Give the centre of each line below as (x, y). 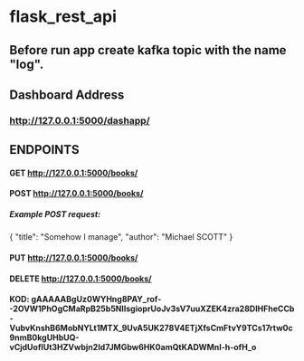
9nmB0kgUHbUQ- (44, 337)
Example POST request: (55, 214)
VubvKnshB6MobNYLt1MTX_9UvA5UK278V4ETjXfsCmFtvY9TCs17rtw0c (152, 328)
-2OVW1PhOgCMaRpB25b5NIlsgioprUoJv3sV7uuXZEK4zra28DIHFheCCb (152, 309)
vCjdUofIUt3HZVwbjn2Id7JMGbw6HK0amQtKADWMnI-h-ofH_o (133, 347)
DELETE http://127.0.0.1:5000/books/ (81, 279)
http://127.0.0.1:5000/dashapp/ (80, 120)
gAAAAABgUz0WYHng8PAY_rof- (96, 299)
